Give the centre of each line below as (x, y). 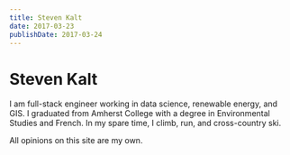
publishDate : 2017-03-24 (56, 34)
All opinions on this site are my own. (76, 141)
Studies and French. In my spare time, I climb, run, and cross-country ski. (145, 123)
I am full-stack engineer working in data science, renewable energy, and (143, 104)
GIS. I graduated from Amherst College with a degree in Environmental (140, 114)
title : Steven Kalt (46, 18)
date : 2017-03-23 (42, 26)
